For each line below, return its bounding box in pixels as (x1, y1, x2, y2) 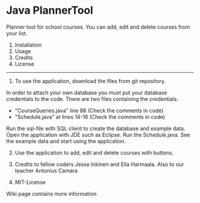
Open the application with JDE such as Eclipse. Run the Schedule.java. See (6, 131, 190, 138)
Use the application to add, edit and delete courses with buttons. (14, 149, 174, 156)
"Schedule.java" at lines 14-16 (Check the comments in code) (14, 113, 165, 120)
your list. (6, 29, 28, 36)
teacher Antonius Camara (14, 167, 78, 174)
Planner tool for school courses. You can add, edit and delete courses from (6, 23, 190, 30)
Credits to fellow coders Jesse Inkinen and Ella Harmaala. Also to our (14, 161, 185, 168)
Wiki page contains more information (6, 190, 97, 197)
